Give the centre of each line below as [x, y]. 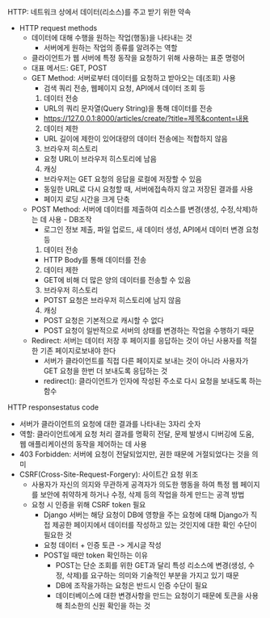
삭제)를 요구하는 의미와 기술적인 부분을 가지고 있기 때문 [153, 575]
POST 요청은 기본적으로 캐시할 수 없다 [103, 320]
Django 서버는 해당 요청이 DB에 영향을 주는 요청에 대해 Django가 [146, 515]
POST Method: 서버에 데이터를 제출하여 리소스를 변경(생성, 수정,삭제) [141, 209]
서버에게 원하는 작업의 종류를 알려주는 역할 [110, 48]
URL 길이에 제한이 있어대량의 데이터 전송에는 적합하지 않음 [135, 139]
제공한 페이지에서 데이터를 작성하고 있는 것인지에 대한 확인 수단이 [155, 525]
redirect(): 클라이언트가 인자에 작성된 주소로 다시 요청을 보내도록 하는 [152, 381]
